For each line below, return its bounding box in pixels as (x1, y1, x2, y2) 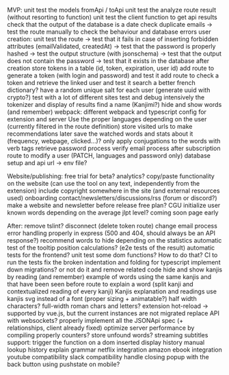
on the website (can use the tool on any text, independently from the (7, 180, 200, 187)
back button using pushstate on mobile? (7, 360, 120, 368)
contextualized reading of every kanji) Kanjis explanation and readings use (7, 287, 217, 295)
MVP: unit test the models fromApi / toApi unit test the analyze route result (7, 6, 217, 14)
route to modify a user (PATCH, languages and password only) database (7, 152, 211, 160)
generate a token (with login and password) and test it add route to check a (7, 71, 219, 80)
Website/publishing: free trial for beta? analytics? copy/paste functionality (7, 172, 215, 180)
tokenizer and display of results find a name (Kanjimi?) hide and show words (7, 101, 222, 108)
